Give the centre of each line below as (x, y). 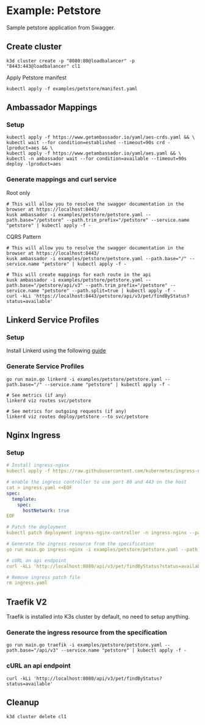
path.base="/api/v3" (33, 650)
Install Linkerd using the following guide (56, 351)
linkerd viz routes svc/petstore (49, 401)
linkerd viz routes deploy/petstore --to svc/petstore (77, 417)
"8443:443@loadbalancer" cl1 (43, 66)
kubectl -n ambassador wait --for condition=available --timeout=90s (97, 159)
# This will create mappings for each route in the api (79, 275)
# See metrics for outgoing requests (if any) (67, 411)
